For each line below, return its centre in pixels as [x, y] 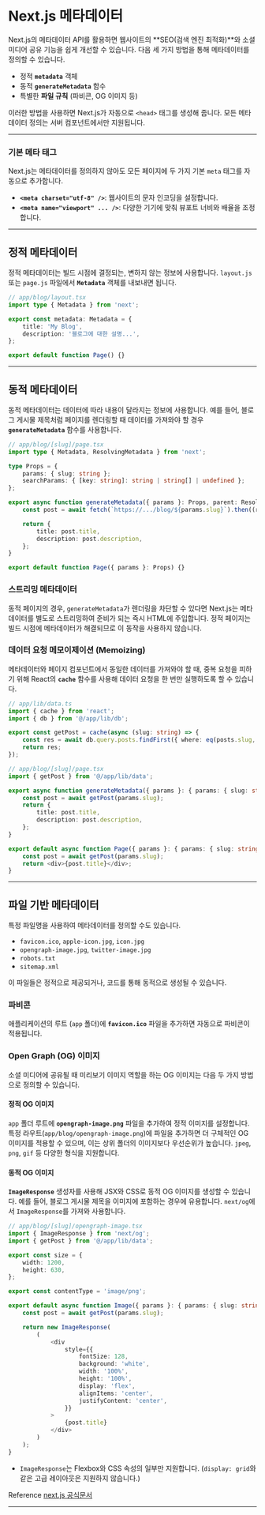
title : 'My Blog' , [52, 326]
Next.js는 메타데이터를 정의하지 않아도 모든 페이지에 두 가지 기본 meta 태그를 [125, 171]
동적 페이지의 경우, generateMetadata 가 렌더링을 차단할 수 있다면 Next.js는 [123, 608]
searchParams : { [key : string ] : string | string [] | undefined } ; [134, 481]
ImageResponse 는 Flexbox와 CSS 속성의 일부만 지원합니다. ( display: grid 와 [138, 1468]
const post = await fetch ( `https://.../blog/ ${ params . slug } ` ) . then [135, 510]
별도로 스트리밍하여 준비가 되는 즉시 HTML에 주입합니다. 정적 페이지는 [143, 618]
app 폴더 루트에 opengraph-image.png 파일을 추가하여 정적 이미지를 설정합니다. [129, 1123]
